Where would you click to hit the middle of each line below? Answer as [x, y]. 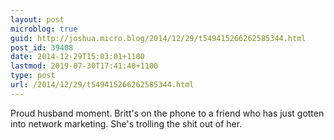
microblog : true [44, 29]
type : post [33, 76]
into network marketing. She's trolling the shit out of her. [126, 123]
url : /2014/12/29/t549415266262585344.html [102, 85]
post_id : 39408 [42, 47]
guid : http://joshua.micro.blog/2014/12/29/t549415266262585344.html [158, 38]
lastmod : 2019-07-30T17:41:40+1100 [84, 66]
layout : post [37, 19]
